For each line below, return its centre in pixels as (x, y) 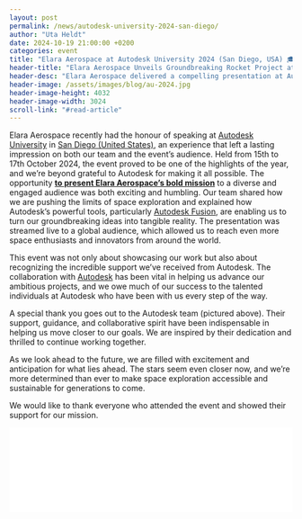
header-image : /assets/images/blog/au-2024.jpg (100, 85)
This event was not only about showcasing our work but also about (133, 258)
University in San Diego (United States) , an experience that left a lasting (142, 145)
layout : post (34, 18)
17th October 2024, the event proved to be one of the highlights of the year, (149, 164)
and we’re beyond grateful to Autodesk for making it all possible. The (137, 174)
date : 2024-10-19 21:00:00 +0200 (72, 43)
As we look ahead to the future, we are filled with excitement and (129, 360)
